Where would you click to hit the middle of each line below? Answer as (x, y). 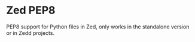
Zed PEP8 (31, 10)
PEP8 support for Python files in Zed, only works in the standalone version (98, 27)
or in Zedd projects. (31, 33)
